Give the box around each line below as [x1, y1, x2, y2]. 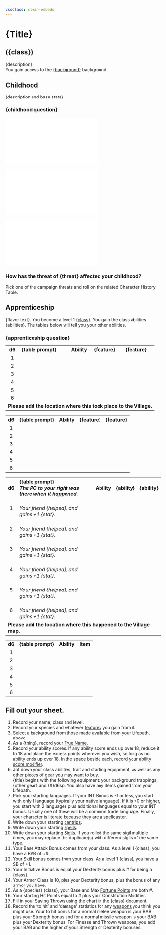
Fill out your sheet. [5, 706, 65, 714]
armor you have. [12, 882, 46, 888]
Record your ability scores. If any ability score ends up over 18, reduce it [12, 745, 160, 751]
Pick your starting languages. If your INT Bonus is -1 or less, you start [12, 792, 154, 798]
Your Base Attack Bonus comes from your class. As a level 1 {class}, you [12, 845, 160, 851]
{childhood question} [5, 106, 58, 113]
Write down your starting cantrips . [12, 819, 83, 825]
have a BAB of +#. [12, 850, 50, 856]
